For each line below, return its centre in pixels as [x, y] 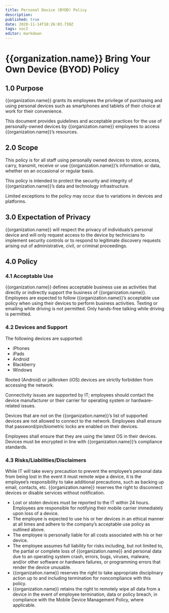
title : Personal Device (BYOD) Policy [46, 10]
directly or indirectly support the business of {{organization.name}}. [76, 293]
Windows [22, 370]
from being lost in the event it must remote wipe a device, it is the [73, 476]
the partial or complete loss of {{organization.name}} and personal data [87, 551]
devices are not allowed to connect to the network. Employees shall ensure [83, 421]
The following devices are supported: [44, 338]
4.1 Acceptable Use [29, 276]
